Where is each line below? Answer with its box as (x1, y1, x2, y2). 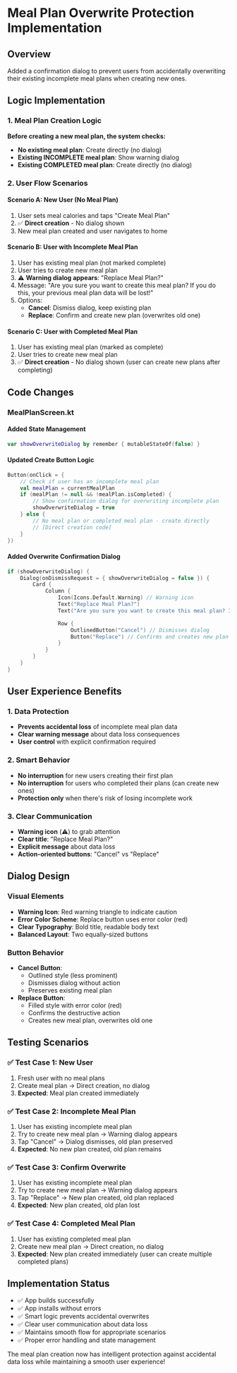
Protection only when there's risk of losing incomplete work (17, 794, 193, 802)
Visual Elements (7, 891, 64, 901)
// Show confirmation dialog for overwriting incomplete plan (32, 497, 219, 505)
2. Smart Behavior (7, 755, 71, 765)
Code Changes (7, 386, 74, 398)
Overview (7, 48, 51, 60)
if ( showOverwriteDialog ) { (7, 568, 90, 575)
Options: (17, 296, 43, 305)
